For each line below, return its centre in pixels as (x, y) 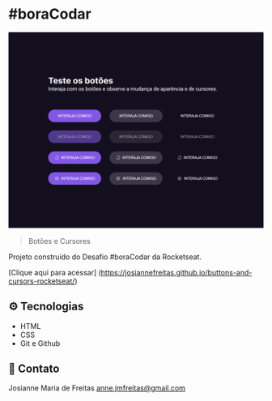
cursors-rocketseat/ (42, 281)
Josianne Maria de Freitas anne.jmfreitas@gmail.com (97, 388)
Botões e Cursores (59, 241)
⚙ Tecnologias (46, 307)
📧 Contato (34, 369)
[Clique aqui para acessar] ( (55, 272)
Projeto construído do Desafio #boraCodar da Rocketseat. (105, 257)
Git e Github (40, 343)
